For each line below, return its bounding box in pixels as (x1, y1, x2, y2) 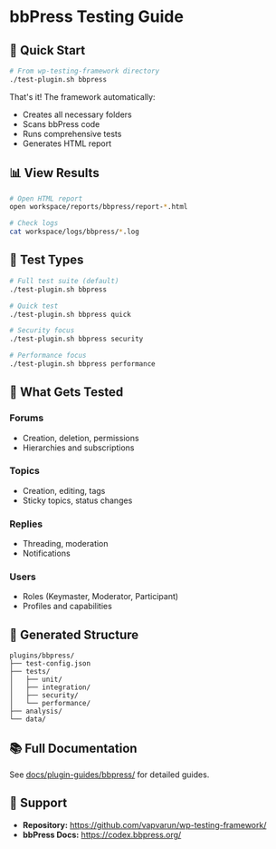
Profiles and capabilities (22, 601, 113, 612)
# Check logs (9, 219, 59, 228)
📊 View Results (9, 165, 100, 181)
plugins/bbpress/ (9, 651, 75, 660)
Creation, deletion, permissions (22, 432, 139, 443)
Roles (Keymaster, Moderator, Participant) (22, 591, 179, 602)
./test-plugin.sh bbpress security (9, 334, 144, 344)
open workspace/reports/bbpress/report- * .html (9, 202, 188, 212)
